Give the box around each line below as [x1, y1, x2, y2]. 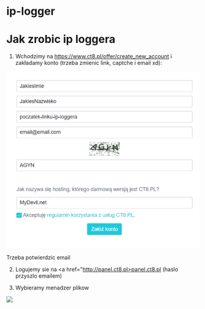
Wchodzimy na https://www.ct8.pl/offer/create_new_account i [15, 53, 172, 60]
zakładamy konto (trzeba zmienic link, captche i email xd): [15, 59, 163, 67]
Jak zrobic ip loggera [6, 32, 115, 47]
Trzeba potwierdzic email [6, 253, 71, 261]
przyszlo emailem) [15, 272, 63, 280]
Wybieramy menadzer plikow [15, 284, 89, 291]
